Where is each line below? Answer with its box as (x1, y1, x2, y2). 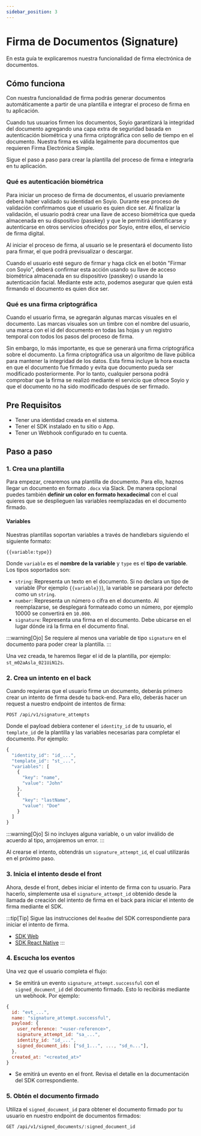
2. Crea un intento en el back (6, 674, 92, 682)
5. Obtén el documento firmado (6, 1092, 99, 1100)
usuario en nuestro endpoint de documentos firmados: (6, 1112, 141, 1119)
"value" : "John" (22, 780, 63, 786)
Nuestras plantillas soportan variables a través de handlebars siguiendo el (6, 531, 189, 538)
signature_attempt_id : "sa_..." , (17, 1032, 101, 1038)
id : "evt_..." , (11, 1009, 50, 1015)
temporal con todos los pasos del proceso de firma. (6, 332, 134, 340)
